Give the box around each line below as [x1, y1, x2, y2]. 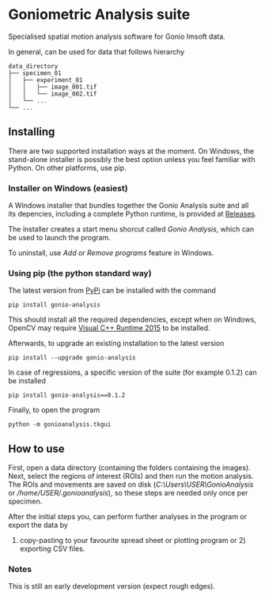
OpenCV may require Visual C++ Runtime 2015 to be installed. [8, 323, 211, 333]
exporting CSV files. [19, 544, 85, 554]
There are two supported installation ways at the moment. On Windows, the [8, 146, 255, 156]
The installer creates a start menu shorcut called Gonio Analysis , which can [8, 224, 255, 234]
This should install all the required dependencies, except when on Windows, [8, 315, 257, 325]
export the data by [8, 520, 69, 530]
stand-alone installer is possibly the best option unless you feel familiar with [8, 154, 256, 164]
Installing [8, 125, 55, 139]
